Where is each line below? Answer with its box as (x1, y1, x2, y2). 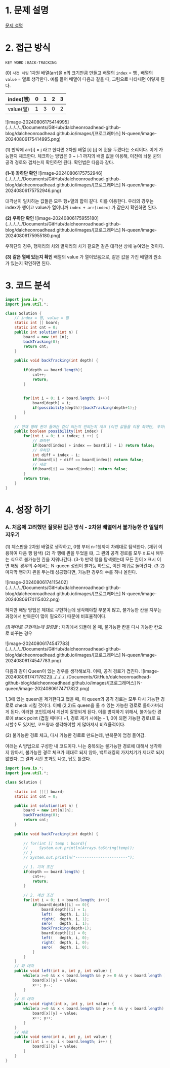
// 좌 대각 (14, 963, 34, 969)
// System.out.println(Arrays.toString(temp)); (23, 846, 135, 851)
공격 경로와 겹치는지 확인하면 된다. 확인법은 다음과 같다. (5, 159, 115, 165)
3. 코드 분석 (5, 280, 51, 292)
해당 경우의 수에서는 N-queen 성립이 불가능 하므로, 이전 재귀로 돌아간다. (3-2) (10, 563, 165, 569)
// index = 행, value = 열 (14, 315, 69, 320)
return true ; (23, 476, 51, 481)
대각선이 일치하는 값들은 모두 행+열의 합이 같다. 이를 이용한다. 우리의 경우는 (5, 198, 154, 204)
